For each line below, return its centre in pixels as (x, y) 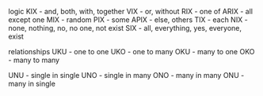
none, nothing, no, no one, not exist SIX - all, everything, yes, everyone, (125, 28)
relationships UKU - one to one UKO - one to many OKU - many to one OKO (131, 52)
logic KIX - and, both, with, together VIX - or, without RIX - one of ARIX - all (131, 11)
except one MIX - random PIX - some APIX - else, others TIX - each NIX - (128, 20)
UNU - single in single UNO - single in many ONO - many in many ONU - (126, 75)
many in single (32, 83)
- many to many (34, 60)
